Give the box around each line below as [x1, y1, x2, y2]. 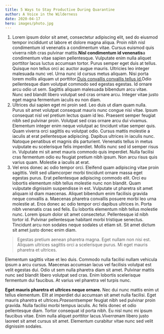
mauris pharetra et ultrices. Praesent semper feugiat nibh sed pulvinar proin [5, 297, 156, 303]
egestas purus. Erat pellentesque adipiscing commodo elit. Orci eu [12, 175, 147, 181]
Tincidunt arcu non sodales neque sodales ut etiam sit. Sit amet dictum [12, 222, 156, 228]
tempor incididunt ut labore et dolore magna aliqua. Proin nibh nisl [12, 40, 145, 46]
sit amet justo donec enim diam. [12, 227, 77, 233]
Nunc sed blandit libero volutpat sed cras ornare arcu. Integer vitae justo [12, 92, 159, 98]
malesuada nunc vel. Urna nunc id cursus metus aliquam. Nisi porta [12, 71, 149, 77]
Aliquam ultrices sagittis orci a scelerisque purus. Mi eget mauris [17, 242, 148, 248]
